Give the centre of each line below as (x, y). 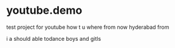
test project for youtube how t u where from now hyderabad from (88, 27)
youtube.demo (44, 10)
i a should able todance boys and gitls (54, 38)
